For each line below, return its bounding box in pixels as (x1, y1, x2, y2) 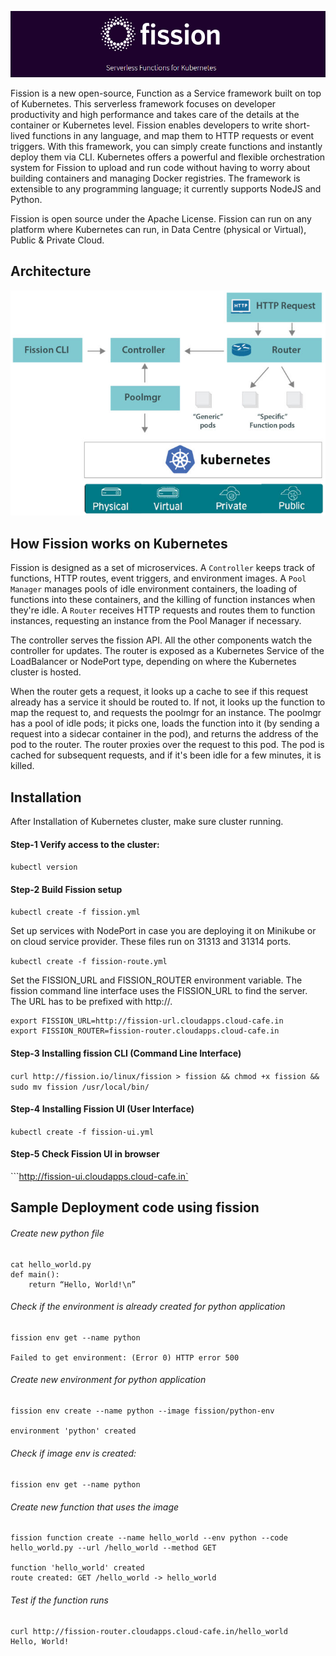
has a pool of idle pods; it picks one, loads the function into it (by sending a (10, 717, 320, 730)
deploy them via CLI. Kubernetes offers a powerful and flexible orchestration (10, 151, 326, 163)
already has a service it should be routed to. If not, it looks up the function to (10, 696, 326, 708)
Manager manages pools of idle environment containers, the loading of (10, 583, 298, 595)
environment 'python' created (10, 1426, 137, 1436)
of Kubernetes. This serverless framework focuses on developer (10, 97, 277, 110)
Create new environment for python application (10, 1374, 207, 1386)
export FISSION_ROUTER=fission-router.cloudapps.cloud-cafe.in (10, 1026, 280, 1036)
